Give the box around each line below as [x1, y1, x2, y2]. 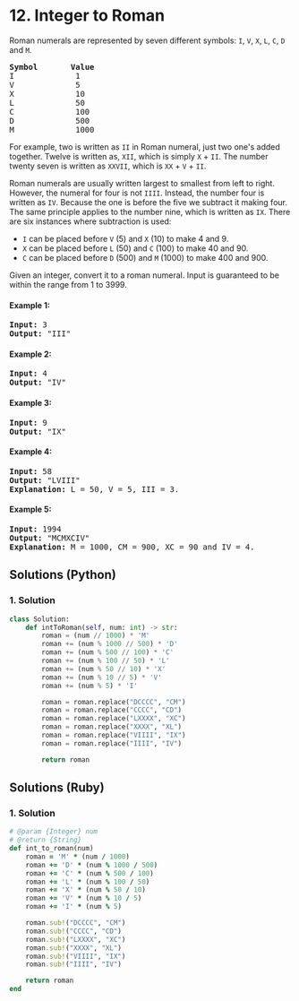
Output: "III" [9, 329, 72, 339]
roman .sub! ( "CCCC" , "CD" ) [25, 927, 123, 936]
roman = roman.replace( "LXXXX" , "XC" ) [41, 714, 186, 723]
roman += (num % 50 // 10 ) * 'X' [41, 664, 167, 673]
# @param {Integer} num [9, 827, 98, 836]
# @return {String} [9, 835, 82, 845]
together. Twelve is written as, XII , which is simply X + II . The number [9, 151, 269, 161]
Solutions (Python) [9, 567, 116, 582]
